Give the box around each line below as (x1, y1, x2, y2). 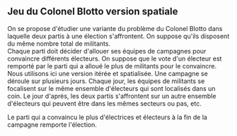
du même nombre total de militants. (7, 39, 111, 48)
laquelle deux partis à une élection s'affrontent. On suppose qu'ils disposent (7, 32, 230, 40)
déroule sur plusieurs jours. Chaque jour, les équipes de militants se (7, 77, 205, 85)
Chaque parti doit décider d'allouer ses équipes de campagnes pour (7, 47, 207, 55)
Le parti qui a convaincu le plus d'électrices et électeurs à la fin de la (7, 113, 207, 121)
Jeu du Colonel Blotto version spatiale (7, 6, 178, 18)
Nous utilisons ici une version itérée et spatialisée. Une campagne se (7, 69, 209, 78)
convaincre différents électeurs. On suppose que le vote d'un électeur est (7, 54, 222, 63)
